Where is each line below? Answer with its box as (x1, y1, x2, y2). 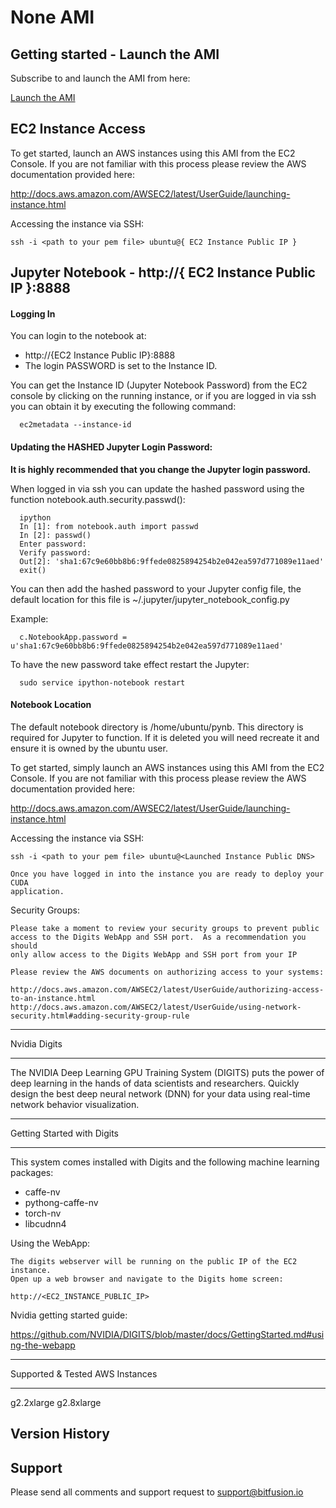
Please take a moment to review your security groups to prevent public (10, 923, 320, 933)
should (10, 941, 38, 951)
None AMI (10, 6, 95, 29)
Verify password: (19, 547, 92, 558)
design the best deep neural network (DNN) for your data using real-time (10, 1087, 311, 1100)
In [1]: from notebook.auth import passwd (19, 521, 199, 531)
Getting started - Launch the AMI (10, 46, 220, 63)
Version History (10, 1426, 110, 1443)
